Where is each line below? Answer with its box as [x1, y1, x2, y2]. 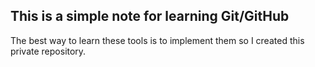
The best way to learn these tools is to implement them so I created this [10, 34, 305, 46]
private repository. [10, 45, 87, 57]
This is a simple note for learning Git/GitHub [10, 8, 290, 25]
